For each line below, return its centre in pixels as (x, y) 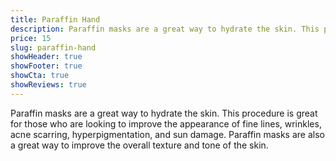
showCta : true (40, 76)
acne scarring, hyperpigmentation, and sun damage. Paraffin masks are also (167, 134)
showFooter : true (46, 66)
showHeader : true (46, 57)
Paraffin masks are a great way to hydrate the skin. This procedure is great (164, 113)
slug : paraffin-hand (53, 47)
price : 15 (31, 38)
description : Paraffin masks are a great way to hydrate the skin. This (165, 29)
